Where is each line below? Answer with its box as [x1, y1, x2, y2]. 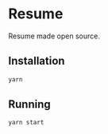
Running [8, 97, 52, 112]
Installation [8, 54, 65, 68]
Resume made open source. [8, 31, 101, 41]
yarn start [8, 119, 44, 127]
